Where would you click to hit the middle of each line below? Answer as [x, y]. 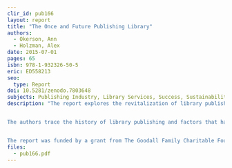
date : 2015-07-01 [32, 53]
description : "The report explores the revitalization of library [105, 104]
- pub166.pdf [32, 153]
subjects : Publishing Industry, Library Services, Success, [96, 97]
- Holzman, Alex [37, 46]
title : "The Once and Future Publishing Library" [80, 26]
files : [17, 147]
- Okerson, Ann [35, 39]
